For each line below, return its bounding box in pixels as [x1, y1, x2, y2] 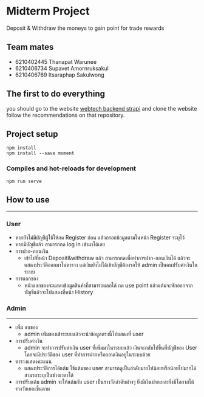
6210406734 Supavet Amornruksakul [15, 64, 109, 72]
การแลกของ [15, 275, 39, 282]
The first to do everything [6, 89, 105, 99]
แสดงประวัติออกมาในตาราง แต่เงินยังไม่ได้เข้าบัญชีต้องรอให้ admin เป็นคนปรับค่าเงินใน [24, 261, 198, 268]
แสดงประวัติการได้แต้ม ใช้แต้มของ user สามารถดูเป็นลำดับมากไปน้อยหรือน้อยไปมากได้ [24, 365, 197, 372]
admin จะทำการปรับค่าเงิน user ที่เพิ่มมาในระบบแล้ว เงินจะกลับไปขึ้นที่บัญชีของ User [24, 344, 197, 351]
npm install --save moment [6, 150, 75, 156]
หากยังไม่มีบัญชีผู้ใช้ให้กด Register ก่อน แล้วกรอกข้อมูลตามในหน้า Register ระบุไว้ [15, 233, 185, 241]
